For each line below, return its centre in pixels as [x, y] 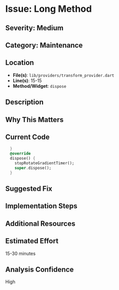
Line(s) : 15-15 [27, 81]
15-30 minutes [21, 253]
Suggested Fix [29, 189]
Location [20, 63]
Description [24, 102]
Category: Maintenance [44, 45]
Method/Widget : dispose [39, 86]
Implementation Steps [42, 206]
